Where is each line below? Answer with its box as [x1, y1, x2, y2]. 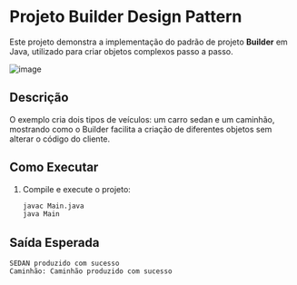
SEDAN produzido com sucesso [9, 259, 120, 269]
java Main [22, 210, 61, 219]
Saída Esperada [9, 234, 100, 251]
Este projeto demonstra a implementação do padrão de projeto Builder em [9, 36, 288, 47]
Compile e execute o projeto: [22, 183, 132, 194]
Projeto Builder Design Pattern [9, 6, 243, 27]
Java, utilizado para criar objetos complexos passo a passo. [9, 45, 233, 56]
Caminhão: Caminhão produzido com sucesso [9, 267, 173, 276]
